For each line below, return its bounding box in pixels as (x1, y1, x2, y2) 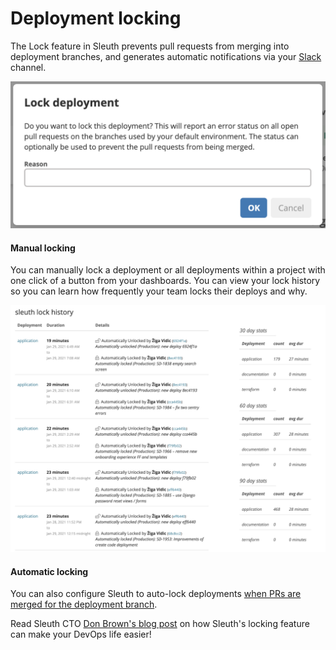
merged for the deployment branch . (10, 598, 158, 611)
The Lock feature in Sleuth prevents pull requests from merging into (10, 40, 290, 52)
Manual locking (10, 242, 76, 254)
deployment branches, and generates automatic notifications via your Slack (10, 50, 322, 62)
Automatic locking (10, 565, 89, 577)
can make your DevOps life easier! (10, 628, 152, 641)
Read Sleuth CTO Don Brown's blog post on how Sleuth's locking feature (10, 618, 310, 630)
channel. (10, 61, 47, 73)
